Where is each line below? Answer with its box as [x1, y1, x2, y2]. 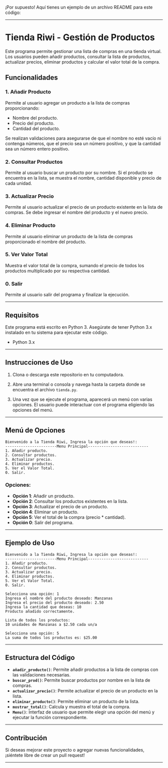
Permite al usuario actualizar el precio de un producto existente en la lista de [5, 204, 163, 210]
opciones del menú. [12, 407, 53, 413]
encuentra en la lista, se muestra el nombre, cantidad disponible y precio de [5, 175, 161, 181]
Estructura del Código [5, 653, 75, 662]
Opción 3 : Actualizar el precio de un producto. [12, 503, 108, 509]
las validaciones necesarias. [12, 672, 71, 678]
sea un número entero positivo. [5, 146, 69, 152]
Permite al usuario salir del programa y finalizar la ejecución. [5, 292, 130, 298]
